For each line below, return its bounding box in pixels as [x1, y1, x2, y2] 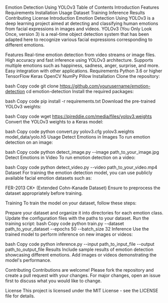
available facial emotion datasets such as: [5, 175, 92, 181]
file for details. [5, 293, 35, 299]
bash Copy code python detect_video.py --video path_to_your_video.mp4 [5, 164, 157, 170]
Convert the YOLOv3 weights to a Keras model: [5, 119, 103, 124]
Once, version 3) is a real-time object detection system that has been [5, 31, 149, 37]
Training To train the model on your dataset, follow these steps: [5, 200, 137, 206]
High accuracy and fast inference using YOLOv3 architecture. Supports [5, 57, 153, 63]
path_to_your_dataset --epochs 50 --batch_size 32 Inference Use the [5, 226, 149, 232]
